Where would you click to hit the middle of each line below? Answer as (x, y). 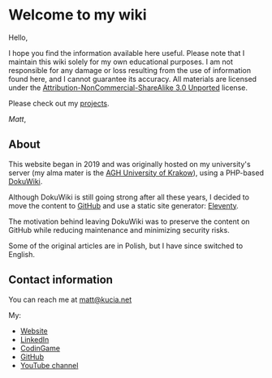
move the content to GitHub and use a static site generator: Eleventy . (124, 205)
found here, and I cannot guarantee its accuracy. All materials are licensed (133, 79)
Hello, (18, 37)
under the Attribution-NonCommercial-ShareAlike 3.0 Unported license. (128, 88)
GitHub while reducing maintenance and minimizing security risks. (119, 230)
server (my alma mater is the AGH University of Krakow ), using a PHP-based (136, 173)
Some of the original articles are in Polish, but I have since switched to (126, 246)
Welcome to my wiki (78, 15)
